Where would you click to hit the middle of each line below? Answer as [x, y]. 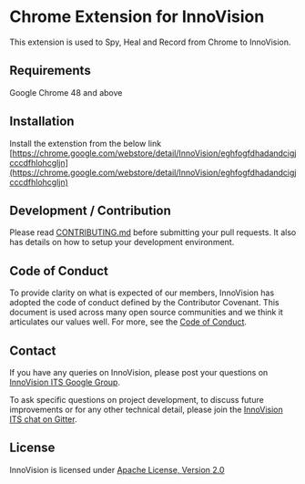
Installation [42, 122]
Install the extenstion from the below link [86, 143]
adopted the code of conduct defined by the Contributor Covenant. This [144, 303]
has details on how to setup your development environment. [122, 242]
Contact [33, 350]
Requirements [50, 71]
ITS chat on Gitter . [43, 419]
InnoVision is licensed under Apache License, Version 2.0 [117, 469]
